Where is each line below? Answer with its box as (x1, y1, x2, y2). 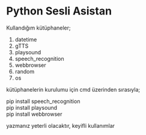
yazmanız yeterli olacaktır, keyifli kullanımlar (6, 122, 115, 129)
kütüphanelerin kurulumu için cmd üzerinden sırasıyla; (6, 86, 141, 93)
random (14, 67, 35, 75)
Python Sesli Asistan (6, 4, 112, 18)
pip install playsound (6, 104, 58, 111)
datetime (14, 36, 37, 43)
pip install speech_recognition (6, 98, 81, 105)
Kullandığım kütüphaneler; (6, 24, 71, 31)
